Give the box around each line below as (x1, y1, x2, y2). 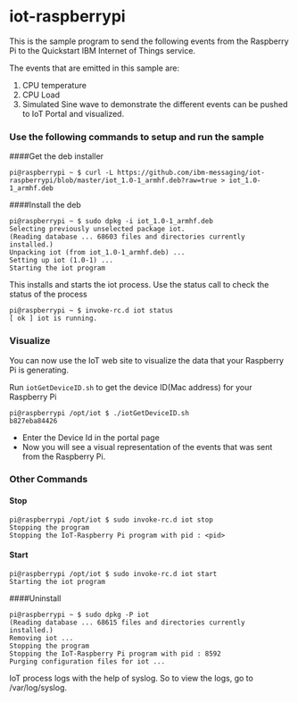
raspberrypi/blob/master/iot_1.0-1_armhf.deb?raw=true (9, 176, 218, 185)
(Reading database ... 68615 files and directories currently (9, 618, 245, 627)
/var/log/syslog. (9, 681, 68, 693)
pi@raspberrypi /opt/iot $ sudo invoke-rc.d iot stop (9, 515, 214, 524)
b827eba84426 (9, 416, 58, 425)
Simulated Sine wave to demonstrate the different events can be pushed (21, 98, 288, 109)
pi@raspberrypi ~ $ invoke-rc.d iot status (9, 306, 174, 315)
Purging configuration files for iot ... (9, 656, 166, 666)
